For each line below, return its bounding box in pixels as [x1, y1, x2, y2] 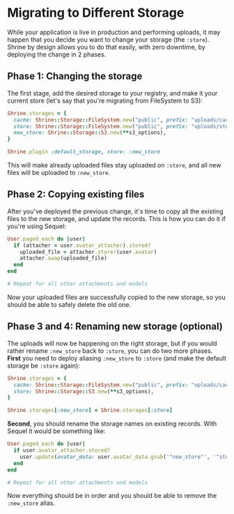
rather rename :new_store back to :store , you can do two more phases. [7, 347, 213, 355]
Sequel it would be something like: [7, 427, 106, 435]
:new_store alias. [7, 499, 56, 507]
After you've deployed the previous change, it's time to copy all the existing [7, 207, 224, 216]
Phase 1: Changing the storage [7, 70, 143, 82]
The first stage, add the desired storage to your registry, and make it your [7, 89, 218, 97]
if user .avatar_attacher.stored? [13, 447, 111, 454]
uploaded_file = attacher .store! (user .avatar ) [19, 248, 157, 255]
